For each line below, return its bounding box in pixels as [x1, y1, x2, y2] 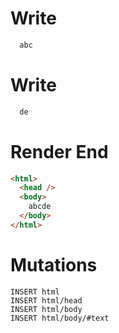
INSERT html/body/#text [10, 313, 110, 323]
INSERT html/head [10, 295, 83, 306]
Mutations [10, 254, 98, 276]
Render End [10, 140, 109, 163]
